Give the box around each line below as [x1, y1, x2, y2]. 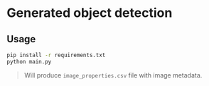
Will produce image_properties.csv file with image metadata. [23, 70, 203, 79]
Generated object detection [6, 5, 173, 21]
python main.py [6, 58, 52, 65]
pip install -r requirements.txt [6, 51, 106, 59]
